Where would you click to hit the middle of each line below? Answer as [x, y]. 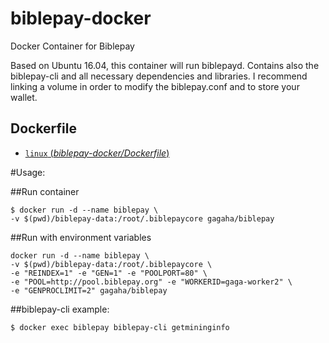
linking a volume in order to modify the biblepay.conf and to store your [155, 86]
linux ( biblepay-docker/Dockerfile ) [97, 153]
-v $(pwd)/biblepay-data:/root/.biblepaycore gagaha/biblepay [142, 218]
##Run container [45, 191]
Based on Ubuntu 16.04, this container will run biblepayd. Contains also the [165, 65]
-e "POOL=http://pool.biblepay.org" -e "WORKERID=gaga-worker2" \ [151, 282]
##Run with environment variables [81, 237]
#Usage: [28, 172]
